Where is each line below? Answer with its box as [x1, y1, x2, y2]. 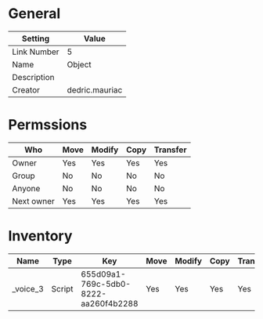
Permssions [8, 116, 88, 134]
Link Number [12, 46, 60, 57]
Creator [12, 84, 41, 95]
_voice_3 [12, 283, 45, 294]
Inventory [8, 227, 73, 245]
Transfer [153, 144, 187, 155]
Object [67, 59, 92, 70]
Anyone [12, 183, 41, 194]
